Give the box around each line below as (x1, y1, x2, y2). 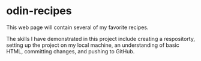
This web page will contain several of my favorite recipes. (6, 24, 149, 31)
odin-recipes (6, 4, 72, 18)
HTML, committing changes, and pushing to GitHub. (6, 47, 135, 54)
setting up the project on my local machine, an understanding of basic (6, 41, 179, 49)
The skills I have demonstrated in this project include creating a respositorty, (6, 35, 196, 42)
